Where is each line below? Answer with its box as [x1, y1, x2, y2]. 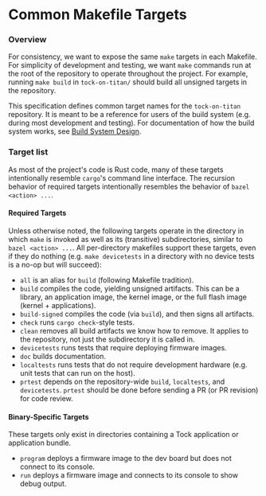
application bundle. [8, 438, 72, 447]
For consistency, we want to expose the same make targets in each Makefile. [8, 52, 257, 61]
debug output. [19, 479, 67, 489]
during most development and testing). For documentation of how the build [8, 118, 255, 128]
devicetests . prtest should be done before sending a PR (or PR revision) [19, 385, 259, 395]
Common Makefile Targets [8, 6, 187, 24]
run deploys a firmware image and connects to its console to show [19, 471, 239, 480]
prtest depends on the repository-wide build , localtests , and [19, 377, 225, 386]
